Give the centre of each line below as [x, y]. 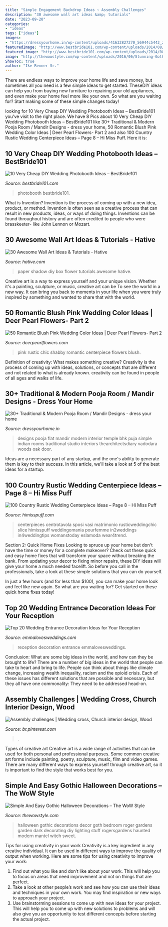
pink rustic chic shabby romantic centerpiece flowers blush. [79, 352]
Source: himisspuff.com [29, 515]
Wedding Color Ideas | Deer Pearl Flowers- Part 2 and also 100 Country [79, 133]
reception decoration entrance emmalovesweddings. [72, 647]
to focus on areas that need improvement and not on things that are [82, 876]
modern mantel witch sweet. [47, 836]
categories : [17, 24]
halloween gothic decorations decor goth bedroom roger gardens [85, 825]
